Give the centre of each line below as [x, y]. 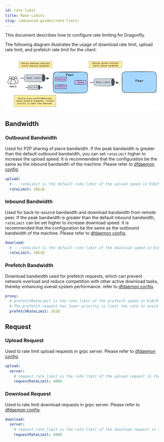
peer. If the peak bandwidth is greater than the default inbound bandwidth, [80, 217]
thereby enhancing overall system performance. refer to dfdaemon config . [80, 286]
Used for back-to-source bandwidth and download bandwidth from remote [81, 212]
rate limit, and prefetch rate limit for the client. [51, 50]
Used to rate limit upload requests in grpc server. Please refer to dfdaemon [80, 351]
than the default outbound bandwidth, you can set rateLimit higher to [75, 153]
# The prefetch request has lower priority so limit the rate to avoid [84, 306]
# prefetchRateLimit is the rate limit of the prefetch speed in [77, 301]
